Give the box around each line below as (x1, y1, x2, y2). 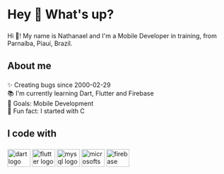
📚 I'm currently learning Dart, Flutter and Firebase (7, 89, 154, 98)
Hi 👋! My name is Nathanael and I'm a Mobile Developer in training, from (7, 32, 218, 40)
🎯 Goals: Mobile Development (7, 99, 94, 108)
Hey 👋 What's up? (7, 6, 114, 23)
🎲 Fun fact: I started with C (7, 107, 85, 115)
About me (7, 59, 52, 71)
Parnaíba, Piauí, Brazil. (7, 39, 73, 48)
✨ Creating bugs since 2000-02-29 (7, 81, 111, 89)
